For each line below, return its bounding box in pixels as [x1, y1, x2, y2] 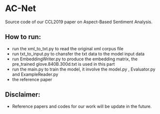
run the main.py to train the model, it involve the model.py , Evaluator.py [12, 66, 156, 72]
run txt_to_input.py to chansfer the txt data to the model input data [12, 51, 144, 57]
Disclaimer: [5, 90, 40, 99]
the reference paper [12, 76, 52, 82]
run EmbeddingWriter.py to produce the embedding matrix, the [12, 56, 138, 62]
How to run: [5, 33, 41, 41]
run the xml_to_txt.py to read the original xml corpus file [12, 45, 124, 51]
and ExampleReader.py [12, 71, 59, 77]
